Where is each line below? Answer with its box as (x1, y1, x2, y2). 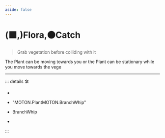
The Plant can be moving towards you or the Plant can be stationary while (5, 59, 155, 65)
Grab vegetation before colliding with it (17, 49, 96, 55)
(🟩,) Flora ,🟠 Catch (5, 29, 81, 40)
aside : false (5, 7, 32, 12)
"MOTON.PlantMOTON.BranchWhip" (12, 99, 86, 105)
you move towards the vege (5, 64, 61, 69)
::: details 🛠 (5, 78, 29, 84)
